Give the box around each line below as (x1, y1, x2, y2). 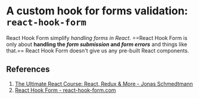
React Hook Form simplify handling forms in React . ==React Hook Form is (6, 34, 188, 41)
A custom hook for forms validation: (6, 4, 188, 18)
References (6, 64, 50, 75)
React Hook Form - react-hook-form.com (14, 86, 116, 94)
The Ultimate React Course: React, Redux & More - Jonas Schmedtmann (14, 80, 194, 87)
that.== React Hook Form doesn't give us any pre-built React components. (6, 47, 189, 54)
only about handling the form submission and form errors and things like (6, 41, 188, 48)
